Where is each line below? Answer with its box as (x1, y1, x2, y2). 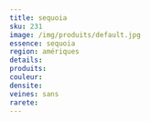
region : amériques (9, 47, 80, 56)
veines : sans (9, 89, 59, 98)
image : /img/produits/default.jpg (9, 30, 142, 39)
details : (9, 55, 43, 65)
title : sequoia (9, 13, 68, 23)
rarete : (9, 97, 39, 107)
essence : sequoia (9, 38, 76, 48)
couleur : (9, 73, 43, 82)
